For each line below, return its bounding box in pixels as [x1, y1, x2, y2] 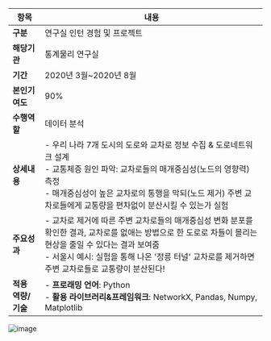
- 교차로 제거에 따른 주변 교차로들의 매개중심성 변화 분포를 [44, 215, 253, 226]
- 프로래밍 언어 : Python [44, 280, 131, 290]
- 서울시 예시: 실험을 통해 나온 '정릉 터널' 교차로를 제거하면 [44, 252, 256, 262]
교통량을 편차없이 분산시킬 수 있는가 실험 [83, 200, 229, 210]
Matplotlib [44, 302, 83, 313]
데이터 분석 [44, 119, 85, 129]
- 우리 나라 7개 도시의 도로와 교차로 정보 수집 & [44, 139, 214, 150]
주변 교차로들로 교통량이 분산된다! [44, 264, 165, 274]
